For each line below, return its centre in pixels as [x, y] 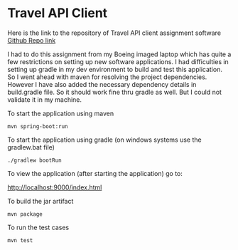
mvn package [25, 214]
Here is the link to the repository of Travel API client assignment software [114, 33]
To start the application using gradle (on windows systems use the [104, 140]
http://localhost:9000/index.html [55, 187]
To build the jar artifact [40, 201]
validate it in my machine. [45, 99]
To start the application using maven [61, 113]
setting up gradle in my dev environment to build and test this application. [115, 69]
